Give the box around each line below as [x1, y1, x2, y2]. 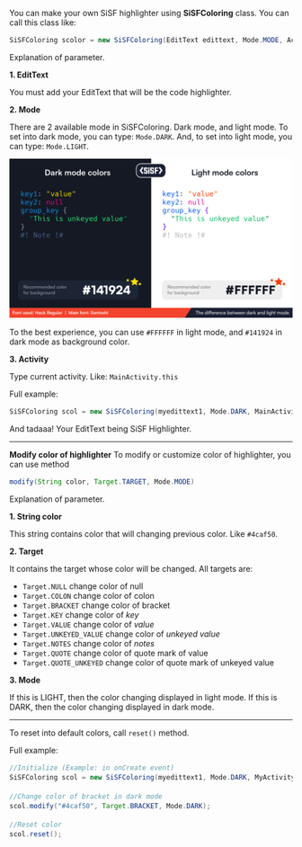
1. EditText [9, 69, 49, 80]
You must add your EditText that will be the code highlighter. [9, 86, 232, 97]
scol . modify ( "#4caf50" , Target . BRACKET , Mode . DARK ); [9, 801, 211, 810]
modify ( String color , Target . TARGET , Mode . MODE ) [9, 477, 195, 486]
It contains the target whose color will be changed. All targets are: [9, 564, 253, 575]
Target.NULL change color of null [22, 581, 144, 592]
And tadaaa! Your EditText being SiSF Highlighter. [9, 423, 191, 434]
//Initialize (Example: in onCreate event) [9, 763, 175, 772]
